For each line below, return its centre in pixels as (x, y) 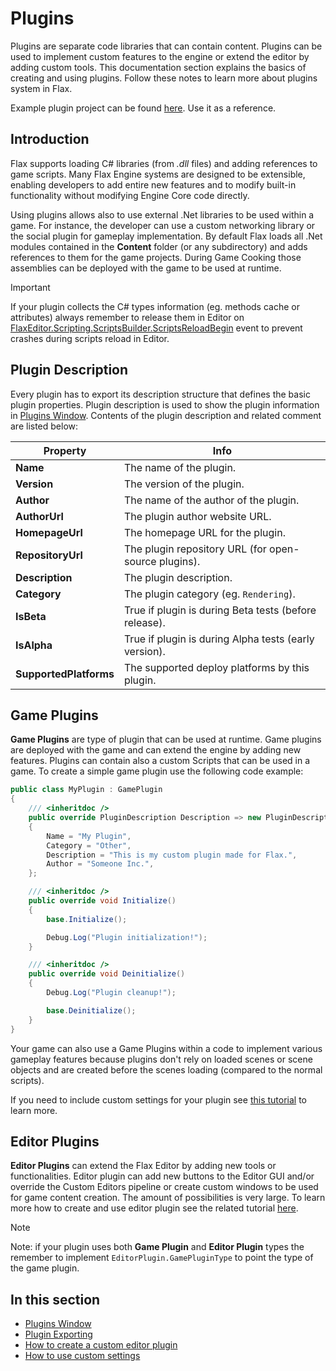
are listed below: (44, 426)
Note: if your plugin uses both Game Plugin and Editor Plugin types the (157, 1247)
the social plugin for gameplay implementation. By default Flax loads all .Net (166, 236)
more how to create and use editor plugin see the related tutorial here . (154, 1208)
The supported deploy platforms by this (216, 667)
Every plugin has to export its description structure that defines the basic (160, 394)
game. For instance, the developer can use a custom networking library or (163, 225)
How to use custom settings (82, 1356)
